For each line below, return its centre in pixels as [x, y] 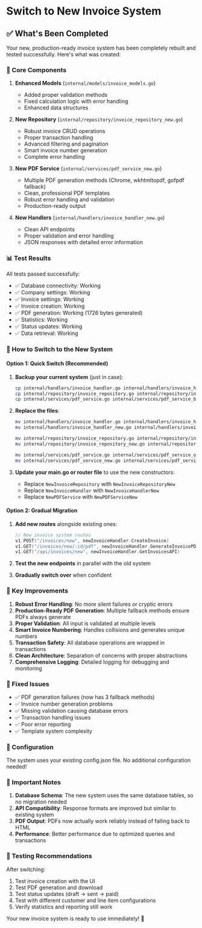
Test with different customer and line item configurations [85, 900]
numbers [26, 636]
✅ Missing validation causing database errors [71, 710]
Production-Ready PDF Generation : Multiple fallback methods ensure [102, 610]
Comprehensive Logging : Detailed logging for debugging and [92, 662]
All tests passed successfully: [43, 274]
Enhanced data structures [56, 108]
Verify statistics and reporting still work [64, 907]
